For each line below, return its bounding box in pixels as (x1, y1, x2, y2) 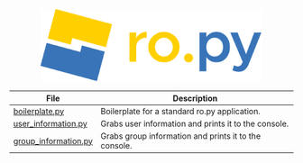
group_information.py (13, 135, 93, 146)
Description (172, 93, 218, 104)
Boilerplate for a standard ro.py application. (100, 105, 262, 116)
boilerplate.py (13, 105, 65, 116)
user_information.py (13, 118, 87, 129)
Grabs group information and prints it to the (100, 131, 262, 141)
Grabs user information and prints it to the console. (100, 118, 289, 129)
